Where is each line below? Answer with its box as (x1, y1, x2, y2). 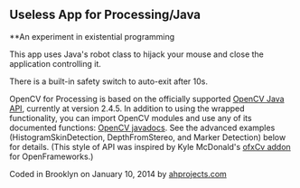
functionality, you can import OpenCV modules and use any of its (9, 112, 252, 123)
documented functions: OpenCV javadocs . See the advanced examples (9, 122, 276, 133)
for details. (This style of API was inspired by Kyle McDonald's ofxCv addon (9, 141, 291, 152)
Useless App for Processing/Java (9, 7, 202, 23)
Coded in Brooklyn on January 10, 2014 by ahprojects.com (9, 168, 228, 179)
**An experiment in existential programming (9, 31, 175, 42)
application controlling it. (9, 58, 102, 69)
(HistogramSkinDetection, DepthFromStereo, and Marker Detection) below (9, 131, 286, 143)
